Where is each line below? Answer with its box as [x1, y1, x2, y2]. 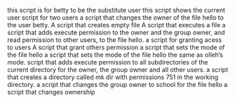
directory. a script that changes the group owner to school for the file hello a [7, 81, 228, 88]
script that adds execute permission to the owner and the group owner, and [7, 28, 226, 36]
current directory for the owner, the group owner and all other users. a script [7, 66, 229, 74]
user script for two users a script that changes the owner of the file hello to [7, 13, 224, 22]
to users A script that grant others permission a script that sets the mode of [7, 43, 225, 51]
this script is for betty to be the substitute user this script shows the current [7, 6, 226, 14]
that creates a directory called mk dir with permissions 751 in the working [7, 73, 219, 81]
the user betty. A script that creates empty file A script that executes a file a [7, 21, 226, 29]
